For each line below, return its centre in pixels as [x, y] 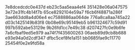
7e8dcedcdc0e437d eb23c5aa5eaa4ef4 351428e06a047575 [66, 7]
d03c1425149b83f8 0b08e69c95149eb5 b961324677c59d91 [66, 22]
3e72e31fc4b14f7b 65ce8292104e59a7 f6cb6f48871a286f [64, 12]
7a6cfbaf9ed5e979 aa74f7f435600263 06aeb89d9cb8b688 [66, 33]
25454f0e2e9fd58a [25, 43]
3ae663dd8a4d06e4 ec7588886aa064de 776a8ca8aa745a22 [68, 17]
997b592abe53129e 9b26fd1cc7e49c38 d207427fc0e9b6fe [65, 28]
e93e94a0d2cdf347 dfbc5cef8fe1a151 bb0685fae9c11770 [63, 38]
